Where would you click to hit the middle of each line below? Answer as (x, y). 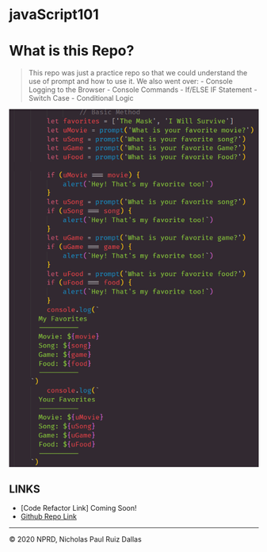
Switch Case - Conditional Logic (81, 98)
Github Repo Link (49, 516)
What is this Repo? (72, 51)
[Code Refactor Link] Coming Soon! (78, 508)
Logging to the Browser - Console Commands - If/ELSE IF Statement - (143, 90)
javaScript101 (54, 15)
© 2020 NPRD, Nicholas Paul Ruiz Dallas (75, 539)
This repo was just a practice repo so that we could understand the (138, 73)
